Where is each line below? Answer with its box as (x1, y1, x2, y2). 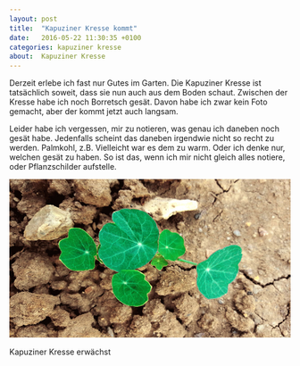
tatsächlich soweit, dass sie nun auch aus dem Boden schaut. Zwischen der (9, 87, 288, 98)
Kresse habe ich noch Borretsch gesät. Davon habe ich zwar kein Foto (9, 96, 268, 107)
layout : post (9, 14, 58, 23)
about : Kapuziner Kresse (9, 52, 105, 62)
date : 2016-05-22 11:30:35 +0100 (9, 33, 142, 42)
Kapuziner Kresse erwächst (9, 346, 112, 357)
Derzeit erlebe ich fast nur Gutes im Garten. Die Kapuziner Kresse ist (9, 78, 262, 88)
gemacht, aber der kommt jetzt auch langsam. (9, 106, 179, 117)
